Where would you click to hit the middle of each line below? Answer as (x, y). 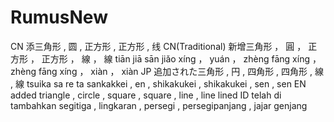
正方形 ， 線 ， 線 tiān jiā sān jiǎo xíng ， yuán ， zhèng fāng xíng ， (181, 58)
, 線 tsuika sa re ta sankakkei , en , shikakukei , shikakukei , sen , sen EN (158, 83)
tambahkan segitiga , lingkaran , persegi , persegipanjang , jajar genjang (159, 105)
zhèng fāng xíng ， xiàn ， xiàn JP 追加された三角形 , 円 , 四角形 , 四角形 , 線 (167, 71)
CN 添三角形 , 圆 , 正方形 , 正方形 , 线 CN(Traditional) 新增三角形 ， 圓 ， (158, 46)
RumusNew (59, 17)
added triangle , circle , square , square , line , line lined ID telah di (146, 95)
